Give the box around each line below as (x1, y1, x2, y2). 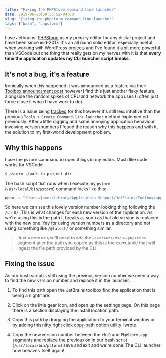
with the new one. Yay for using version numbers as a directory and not (5, 220, 151, 226)
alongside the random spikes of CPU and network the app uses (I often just (5, 93, 158, 99)
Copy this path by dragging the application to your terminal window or (12, 317, 155, 323)
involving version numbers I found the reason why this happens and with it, (5, 124, 158, 130)
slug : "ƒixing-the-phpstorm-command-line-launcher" (5, 16, 114, 21)
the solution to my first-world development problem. (5, 129, 111, 135)
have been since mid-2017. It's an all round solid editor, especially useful (5, 40, 152, 46)
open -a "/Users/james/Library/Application (5, 195, 96, 200)
